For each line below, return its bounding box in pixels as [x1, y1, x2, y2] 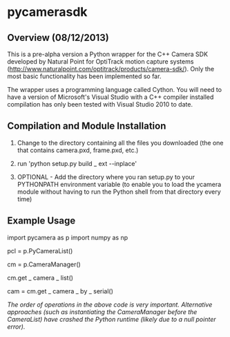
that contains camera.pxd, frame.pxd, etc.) [17, 146, 139, 154]
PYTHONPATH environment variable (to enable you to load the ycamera [17, 180, 222, 188]
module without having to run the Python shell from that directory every [17, 188, 221, 196]
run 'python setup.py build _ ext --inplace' [17, 159, 137, 167]
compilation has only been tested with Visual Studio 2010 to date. [7, 100, 193, 108]
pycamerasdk [7, 4, 88, 20]
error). [7, 322, 26, 331]
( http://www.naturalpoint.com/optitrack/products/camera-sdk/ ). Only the [7, 65, 215, 73]
